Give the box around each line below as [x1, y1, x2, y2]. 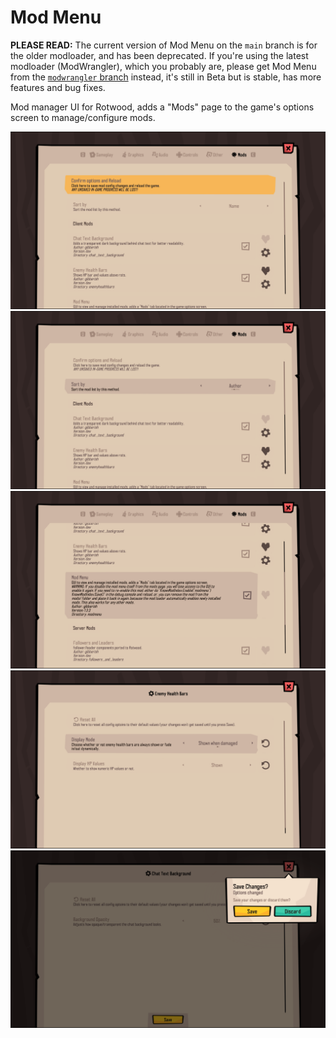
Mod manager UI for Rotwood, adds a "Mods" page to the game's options [10, 101, 315, 113]
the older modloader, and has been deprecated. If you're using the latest [10, 49, 309, 61]
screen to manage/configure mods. [10, 111, 156, 123]
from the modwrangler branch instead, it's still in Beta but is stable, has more [10, 71, 322, 83]
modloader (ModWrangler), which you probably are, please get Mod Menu [10, 60, 317, 72]
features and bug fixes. [10, 81, 106, 93]
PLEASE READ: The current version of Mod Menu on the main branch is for [10, 39, 318, 51]
